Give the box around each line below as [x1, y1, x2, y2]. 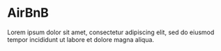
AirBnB [7, 5, 49, 21]
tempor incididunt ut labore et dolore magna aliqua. [7, 35, 155, 43]
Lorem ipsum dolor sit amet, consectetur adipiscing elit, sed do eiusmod [7, 28, 215, 36]
